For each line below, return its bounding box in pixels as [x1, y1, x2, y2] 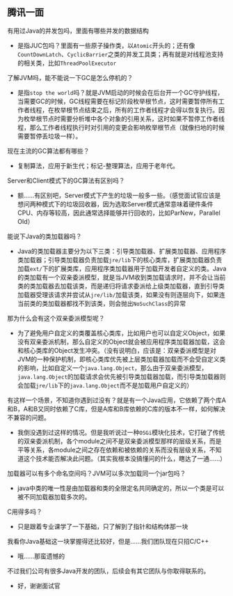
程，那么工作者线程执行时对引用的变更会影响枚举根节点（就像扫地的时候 [17, 123, 225, 131]
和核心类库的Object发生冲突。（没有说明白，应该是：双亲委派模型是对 [17, 346, 217, 354]
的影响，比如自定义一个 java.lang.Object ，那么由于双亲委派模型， [17, 363, 208, 372]
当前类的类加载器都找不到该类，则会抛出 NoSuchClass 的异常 [17, 299, 186, 307]
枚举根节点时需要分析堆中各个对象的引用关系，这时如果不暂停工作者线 [23, 114, 225, 123]
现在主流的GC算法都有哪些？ [7, 146, 90, 155]
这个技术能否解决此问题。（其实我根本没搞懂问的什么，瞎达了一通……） [23, 454, 226, 462]
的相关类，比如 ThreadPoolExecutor [17, 59, 117, 67]
